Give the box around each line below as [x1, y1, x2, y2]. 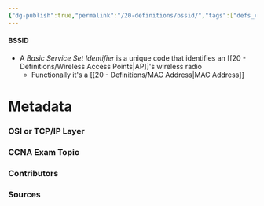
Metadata [8, 97, 72, 116]
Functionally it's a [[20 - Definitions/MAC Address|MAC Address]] [31, 70, 245, 79]
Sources [8, 189, 41, 200]
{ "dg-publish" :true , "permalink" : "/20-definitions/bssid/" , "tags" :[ [8, 11, 234, 20]
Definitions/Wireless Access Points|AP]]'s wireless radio [19, 61, 203, 71]
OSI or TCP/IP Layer [8, 125, 85, 136]
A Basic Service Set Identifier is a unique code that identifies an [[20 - [19, 53, 246, 63]
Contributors [8, 167, 59, 178]
